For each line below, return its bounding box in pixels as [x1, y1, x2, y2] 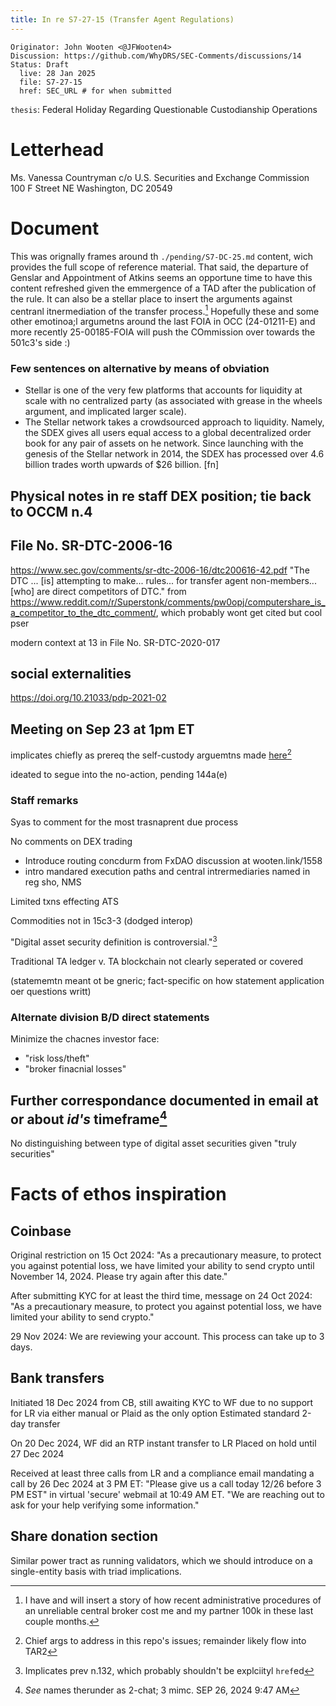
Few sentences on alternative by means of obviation [10, 362, 270, 376]
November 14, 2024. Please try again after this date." [10, 1271, 228, 1282]
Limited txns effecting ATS [10, 896, 119, 908]
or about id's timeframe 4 [10, 1107, 168, 1128]
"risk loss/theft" [24, 1052, 90, 1065]
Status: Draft [10, 59, 70, 70]
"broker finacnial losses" [24, 1063, 127, 1075]
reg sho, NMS [24, 876, 82, 888]
